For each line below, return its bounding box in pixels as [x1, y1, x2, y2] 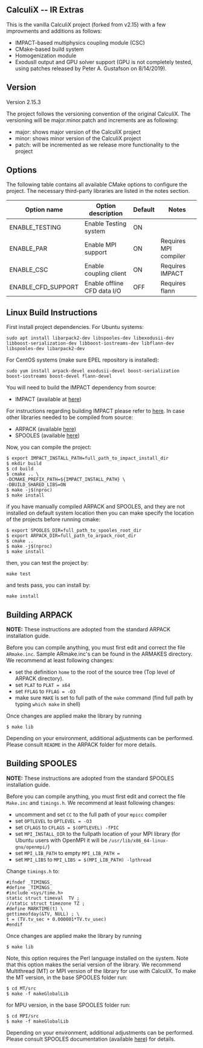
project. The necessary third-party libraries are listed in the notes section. [6, 187, 190, 195]
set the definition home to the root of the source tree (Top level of [14, 668, 175, 676]
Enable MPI [84, 241, 117, 249]
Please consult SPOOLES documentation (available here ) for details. [6, 1035, 176, 1043]
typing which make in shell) [14, 701, 81, 708]
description [89, 209, 123, 218]
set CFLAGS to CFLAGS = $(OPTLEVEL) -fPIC [14, 824, 119, 831]
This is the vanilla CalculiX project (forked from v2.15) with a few [6, 21, 166, 28]
